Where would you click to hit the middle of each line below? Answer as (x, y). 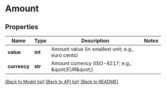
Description (95, 41)
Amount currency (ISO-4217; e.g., (91, 63)
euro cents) (64, 55)
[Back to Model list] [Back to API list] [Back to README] (62, 82)
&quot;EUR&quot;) (72, 69)
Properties (22, 27)
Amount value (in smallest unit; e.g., (93, 49)
